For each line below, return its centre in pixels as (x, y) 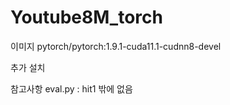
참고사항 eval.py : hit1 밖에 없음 (71, 88)
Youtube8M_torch (86, 17)
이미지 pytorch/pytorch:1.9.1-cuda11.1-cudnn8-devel (116, 46)
